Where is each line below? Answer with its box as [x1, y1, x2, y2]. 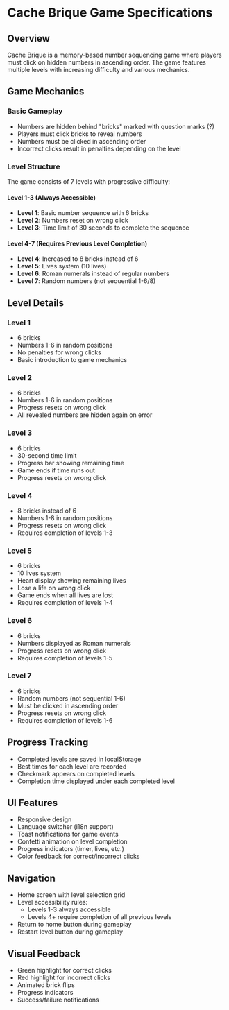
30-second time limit [17, 451, 77, 459]
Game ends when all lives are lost [17, 591, 114, 599]
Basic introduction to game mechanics [17, 356, 127, 364]
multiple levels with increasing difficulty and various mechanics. [7, 66, 190, 74]
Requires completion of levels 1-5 [17, 653, 113, 662]
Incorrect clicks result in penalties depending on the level [17, 144, 182, 153]
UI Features [7, 797, 58, 809]
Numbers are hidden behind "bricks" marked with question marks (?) [17, 122, 215, 130]
